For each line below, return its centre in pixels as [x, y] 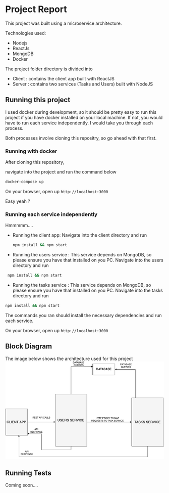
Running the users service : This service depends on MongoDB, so [82, 255]
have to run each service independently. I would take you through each [79, 123]
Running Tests [28, 473]
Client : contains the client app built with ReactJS [64, 78]
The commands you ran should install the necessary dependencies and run [84, 315]
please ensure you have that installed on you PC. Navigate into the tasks [88, 290]
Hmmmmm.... [19, 226]
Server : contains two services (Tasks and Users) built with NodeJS [82, 84]
